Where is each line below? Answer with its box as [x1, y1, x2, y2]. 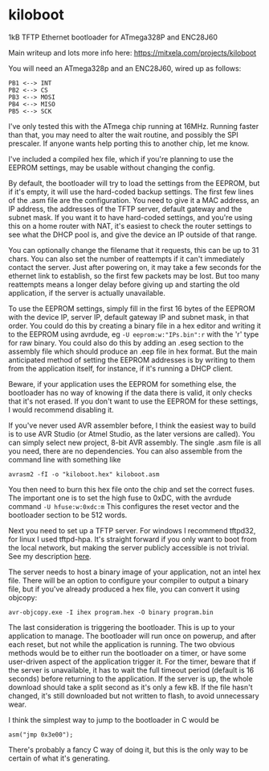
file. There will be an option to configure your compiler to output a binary [8, 575, 249, 585]
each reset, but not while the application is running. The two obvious [8, 639, 235, 649]
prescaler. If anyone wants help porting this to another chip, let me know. [8, 139, 250, 148]
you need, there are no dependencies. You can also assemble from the [8, 446, 243, 456]
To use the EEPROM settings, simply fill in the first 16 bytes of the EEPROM [8, 304, 255, 313]
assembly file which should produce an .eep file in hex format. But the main [8, 346, 258, 356]
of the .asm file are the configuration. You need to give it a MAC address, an [8, 195, 259, 205]
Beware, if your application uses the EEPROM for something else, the [8, 379, 237, 388]
